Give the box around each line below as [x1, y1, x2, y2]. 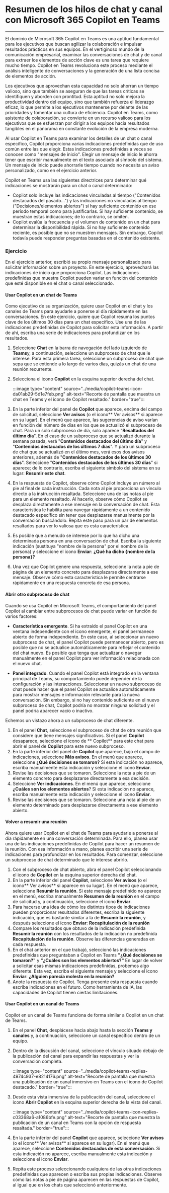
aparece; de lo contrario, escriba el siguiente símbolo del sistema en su [12, 465, 160, 471]
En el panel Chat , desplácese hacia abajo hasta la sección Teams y [12, 1027, 152, 1033]
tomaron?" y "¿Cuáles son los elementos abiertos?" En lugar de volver [12, 957, 163, 963]
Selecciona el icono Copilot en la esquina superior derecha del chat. [12, 376, 155, 382]
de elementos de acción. [5, 73, 56, 79]
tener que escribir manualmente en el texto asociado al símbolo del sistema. [5, 156, 163, 163]
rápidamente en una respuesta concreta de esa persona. [12, 580, 131, 586]
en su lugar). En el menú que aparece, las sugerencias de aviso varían [12, 417, 158, 423]
